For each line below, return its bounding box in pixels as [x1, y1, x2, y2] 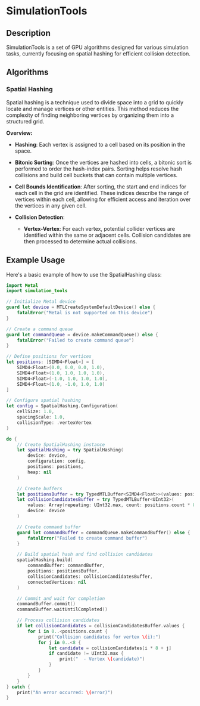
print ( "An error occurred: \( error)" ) [17, 689, 113, 695]
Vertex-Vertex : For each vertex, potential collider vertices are [23, 225, 176, 232]
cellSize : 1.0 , [17, 408, 55, 415]
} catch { [6, 684, 31, 690]
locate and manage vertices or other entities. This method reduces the [6, 105, 179, 112]
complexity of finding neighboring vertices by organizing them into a [6, 112, 174, 119]
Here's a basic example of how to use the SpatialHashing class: [6, 271, 162, 278]
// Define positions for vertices [6, 354, 92, 360]
